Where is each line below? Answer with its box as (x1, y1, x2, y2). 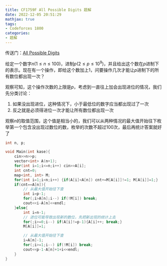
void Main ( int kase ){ (5, 149, 51, 155)
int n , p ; (5, 140, 26, 146)
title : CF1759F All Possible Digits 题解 (5, 7, 92, 13)
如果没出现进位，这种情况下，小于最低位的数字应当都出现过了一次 (12, 101, 149, 107)
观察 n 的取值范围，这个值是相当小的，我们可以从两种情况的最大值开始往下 (5, 117, 157, 123)
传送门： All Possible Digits (5, 50, 60, 56)
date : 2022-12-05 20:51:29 (5, 12, 62, 17)
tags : (5, 21, 17, 27)
